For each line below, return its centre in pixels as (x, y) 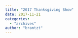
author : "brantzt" (24, 28)
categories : (17, 19)
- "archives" (23, 23)
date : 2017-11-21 (23, 14)
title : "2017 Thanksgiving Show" (39, 10)
